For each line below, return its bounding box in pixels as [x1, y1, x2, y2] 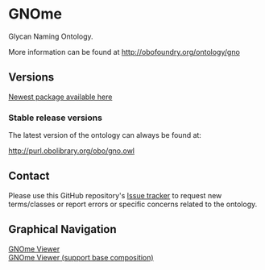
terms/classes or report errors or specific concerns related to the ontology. [8, 199, 258, 209]
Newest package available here [8, 92, 113, 102]
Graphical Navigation [8, 222, 117, 236]
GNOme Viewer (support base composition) [8, 252, 155, 262]
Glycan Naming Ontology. [8, 31, 94, 41]
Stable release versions [8, 112, 103, 123]
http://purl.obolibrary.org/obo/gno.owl [8, 146, 135, 156]
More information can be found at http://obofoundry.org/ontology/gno [8, 47, 240, 56]
